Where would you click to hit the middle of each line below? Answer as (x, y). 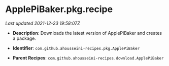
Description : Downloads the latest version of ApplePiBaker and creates (87, 33)
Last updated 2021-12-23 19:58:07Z (43, 23)
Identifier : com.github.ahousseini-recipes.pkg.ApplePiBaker (76, 48)
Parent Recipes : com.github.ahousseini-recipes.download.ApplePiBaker (88, 58)
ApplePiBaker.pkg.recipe (59, 9)
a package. (24, 38)
